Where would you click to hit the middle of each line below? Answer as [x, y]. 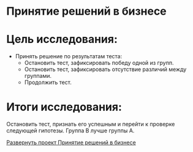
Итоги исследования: [64, 107]
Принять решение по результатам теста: [69, 56]
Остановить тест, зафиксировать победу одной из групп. [99, 63]
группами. [38, 76]
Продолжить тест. [48, 82]
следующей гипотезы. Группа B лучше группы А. [70, 131]
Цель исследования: [62, 40]
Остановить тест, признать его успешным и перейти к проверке [91, 124]
